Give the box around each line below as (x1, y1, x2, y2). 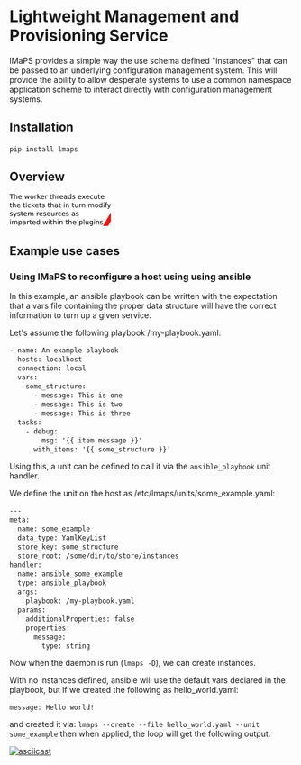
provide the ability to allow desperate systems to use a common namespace (9, 74, 292, 85)
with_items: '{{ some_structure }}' (32, 445, 171, 454)
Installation (9, 120, 74, 135)
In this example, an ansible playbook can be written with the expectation (9, 291, 278, 302)
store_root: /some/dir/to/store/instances (17, 551, 179, 560)
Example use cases (9, 243, 120, 259)
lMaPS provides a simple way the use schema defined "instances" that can (9, 55, 288, 66)
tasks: (17, 418, 42, 427)
